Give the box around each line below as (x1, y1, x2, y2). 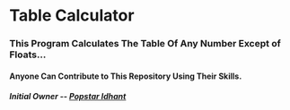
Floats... (9, 48, 47, 61)
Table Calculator (9, 5, 135, 26)
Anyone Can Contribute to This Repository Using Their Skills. (9, 71, 242, 81)
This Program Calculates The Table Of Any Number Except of (9, 38, 281, 50)
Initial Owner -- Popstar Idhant (9, 91, 127, 102)
